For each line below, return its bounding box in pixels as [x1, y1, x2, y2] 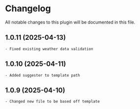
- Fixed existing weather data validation [5, 46, 93, 52]
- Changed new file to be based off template [5, 99, 100, 104]
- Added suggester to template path [5, 73, 80, 78]
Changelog [5, 3, 51, 14]
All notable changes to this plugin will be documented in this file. [5, 19, 136, 25]
